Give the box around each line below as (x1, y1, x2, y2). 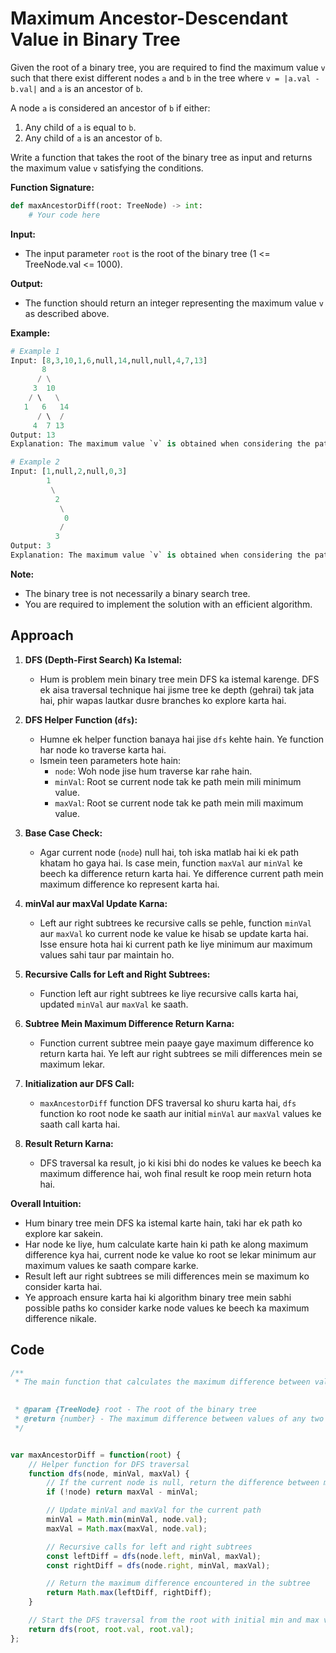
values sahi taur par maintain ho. (39, 948, 175, 961)
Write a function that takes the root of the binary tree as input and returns (10, 151, 313, 163)
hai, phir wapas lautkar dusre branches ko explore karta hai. (39, 694, 287, 706)
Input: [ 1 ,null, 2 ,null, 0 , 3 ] (10, 467, 128, 477)
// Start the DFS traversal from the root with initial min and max (28, 1615, 320, 1626)
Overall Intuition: (10, 1197, 82, 1209)
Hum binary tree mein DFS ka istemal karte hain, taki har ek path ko (24, 1217, 303, 1229)
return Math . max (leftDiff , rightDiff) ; (46, 1588, 213, 1598)
